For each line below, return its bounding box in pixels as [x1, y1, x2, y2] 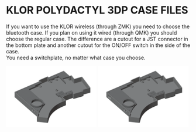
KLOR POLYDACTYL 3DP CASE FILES [6, 4, 188, 17]
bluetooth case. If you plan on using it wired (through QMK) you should [6, 29, 177, 36]
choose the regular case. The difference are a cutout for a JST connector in [6, 35, 188, 42]
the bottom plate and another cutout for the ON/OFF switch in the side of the [6, 42, 191, 49]
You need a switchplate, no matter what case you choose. [6, 54, 146, 61]
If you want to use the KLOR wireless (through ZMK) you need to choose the [6, 23, 190, 30]
